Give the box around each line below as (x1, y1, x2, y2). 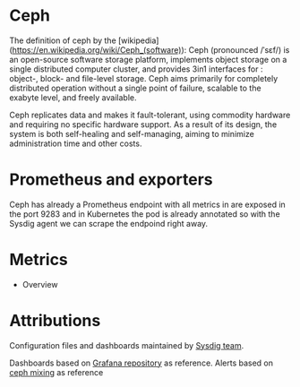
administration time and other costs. (9, 138, 142, 149)
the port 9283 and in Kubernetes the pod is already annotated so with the (9, 208, 280, 219)
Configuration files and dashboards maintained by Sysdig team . (9, 340, 244, 350)
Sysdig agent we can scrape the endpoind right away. (9, 218, 209, 228)
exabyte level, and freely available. (9, 91, 137, 103)
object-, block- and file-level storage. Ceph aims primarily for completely (9, 73, 279, 83)
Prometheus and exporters (9, 169, 213, 190)
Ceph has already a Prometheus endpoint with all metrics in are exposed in (9, 199, 287, 210)
